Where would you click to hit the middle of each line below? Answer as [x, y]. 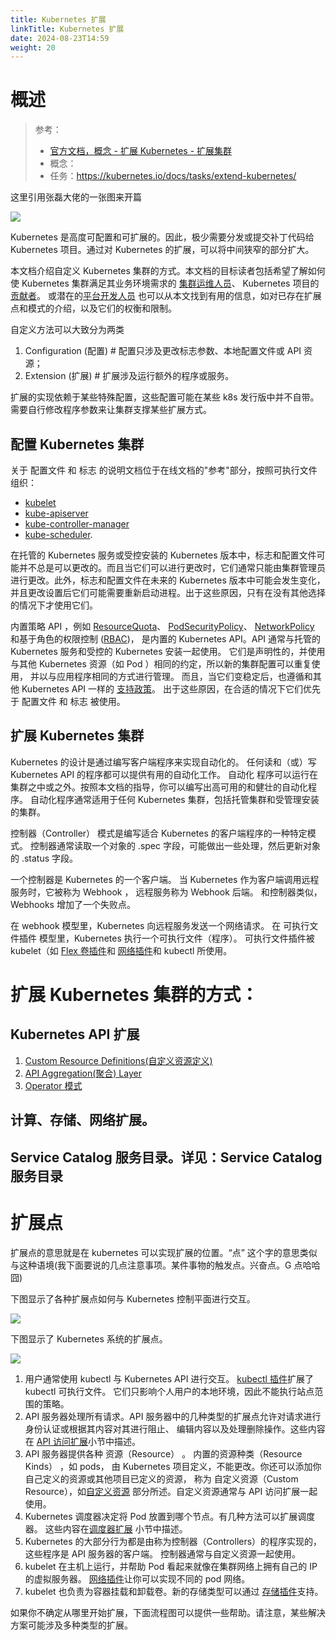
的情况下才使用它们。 [54, 605]
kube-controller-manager [77, 524]
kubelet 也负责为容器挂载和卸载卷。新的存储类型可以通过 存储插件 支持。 [174, 1591]
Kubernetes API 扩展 [75, 1034]
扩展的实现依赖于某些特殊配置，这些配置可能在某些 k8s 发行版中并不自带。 [165, 397]
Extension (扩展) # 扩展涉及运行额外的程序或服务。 [129, 376]
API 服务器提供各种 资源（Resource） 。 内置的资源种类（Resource [163, 1453]
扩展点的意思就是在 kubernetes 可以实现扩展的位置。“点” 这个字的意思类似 [164, 1252]
